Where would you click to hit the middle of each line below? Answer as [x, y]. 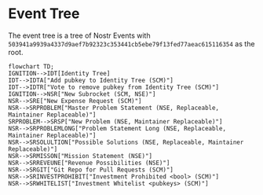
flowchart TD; [31, 66]
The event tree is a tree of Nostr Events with [79, 35]
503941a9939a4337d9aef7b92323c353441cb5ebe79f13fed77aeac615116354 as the [131, 43]
